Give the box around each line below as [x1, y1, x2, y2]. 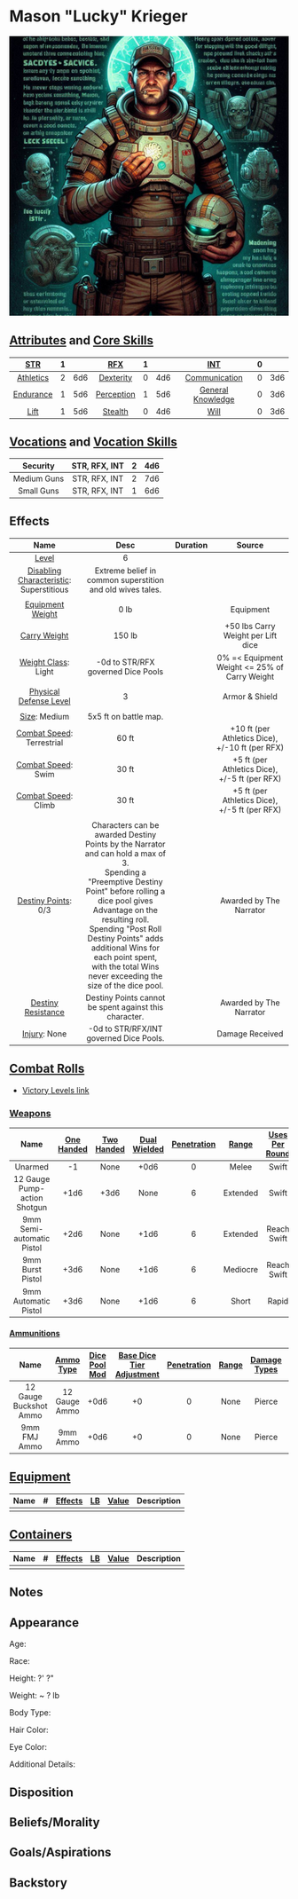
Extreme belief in [94, 565, 157, 576]
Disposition [9, 1785, 74, 1800]
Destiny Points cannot [85, 992, 166, 1004]
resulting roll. [101, 914, 149, 925]
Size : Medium [20, 711, 69, 721]
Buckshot [12, 1400, 48, 1412]
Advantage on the [92, 904, 158, 915]
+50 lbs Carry [224, 621, 276, 632]
